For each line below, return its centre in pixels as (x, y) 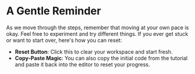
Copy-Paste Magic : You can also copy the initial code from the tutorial (101, 58)
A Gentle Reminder (54, 11)
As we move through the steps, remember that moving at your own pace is (97, 27)
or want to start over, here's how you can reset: (64, 40)
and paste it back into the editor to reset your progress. (82, 64)
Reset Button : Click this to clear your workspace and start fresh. (94, 51)
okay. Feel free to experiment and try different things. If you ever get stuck (97, 33)
